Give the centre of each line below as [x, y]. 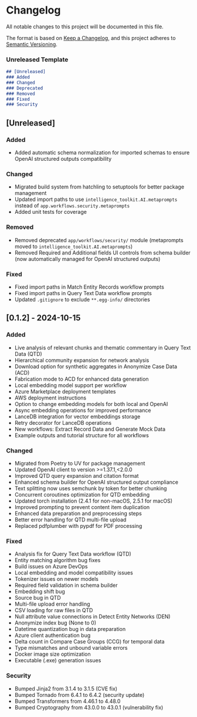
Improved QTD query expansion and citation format [77, 475]
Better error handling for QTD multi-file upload [70, 520]
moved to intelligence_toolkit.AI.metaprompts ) [74, 246]
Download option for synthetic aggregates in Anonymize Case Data [96, 366]
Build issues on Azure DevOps [51, 567]
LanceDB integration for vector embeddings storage [77, 417]
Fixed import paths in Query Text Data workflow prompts [83, 293]
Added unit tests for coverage [50, 212]
